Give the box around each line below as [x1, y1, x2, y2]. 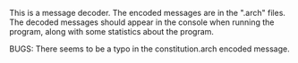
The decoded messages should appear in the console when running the [9, 17, 275, 28]
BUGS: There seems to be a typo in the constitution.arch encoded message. [9, 43, 290, 54]
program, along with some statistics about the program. [9, 27, 215, 36]
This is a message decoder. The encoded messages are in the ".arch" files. [9, 8, 286, 18]
